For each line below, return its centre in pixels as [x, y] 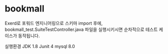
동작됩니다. [29, 35]
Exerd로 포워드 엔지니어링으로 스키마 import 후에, [54, 23]
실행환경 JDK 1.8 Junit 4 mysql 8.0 [40, 46]
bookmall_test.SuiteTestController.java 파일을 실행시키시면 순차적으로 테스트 [81, 29]
